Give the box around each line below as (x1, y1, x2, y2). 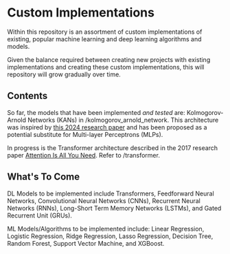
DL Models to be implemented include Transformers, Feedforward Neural (7, 189, 214, 198)
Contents (7, 90, 48, 102)
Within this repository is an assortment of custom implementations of (7, 28, 203, 36)
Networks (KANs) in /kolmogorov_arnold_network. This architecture (27, 116, 219, 124)
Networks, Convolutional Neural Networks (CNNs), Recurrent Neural (7, 196, 200, 204)
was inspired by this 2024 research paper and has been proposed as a (7, 123, 207, 131)
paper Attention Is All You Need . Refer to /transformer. (7, 151, 160, 159)
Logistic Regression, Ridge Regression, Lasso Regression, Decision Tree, (7, 232, 214, 240)
